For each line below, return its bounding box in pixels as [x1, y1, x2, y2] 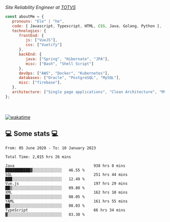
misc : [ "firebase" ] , [18, 80, 62, 85]
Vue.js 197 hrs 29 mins [5, 181, 128, 186]
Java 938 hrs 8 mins [5, 163, 125, 168]
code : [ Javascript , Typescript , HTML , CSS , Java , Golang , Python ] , [12, 23, 162, 28]
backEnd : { [18, 52, 42, 57]
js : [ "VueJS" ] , [25, 38, 58, 43]
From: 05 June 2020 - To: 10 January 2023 [5, 145, 96, 151]
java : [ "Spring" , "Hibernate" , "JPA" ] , [25, 56, 110, 61]
